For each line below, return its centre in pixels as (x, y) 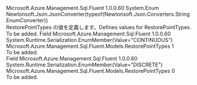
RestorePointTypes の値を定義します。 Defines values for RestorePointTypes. (99, 27)
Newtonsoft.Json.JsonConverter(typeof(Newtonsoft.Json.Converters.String (98, 14)
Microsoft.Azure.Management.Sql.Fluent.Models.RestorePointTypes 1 (90, 46)
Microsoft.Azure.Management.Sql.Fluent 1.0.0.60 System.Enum (83, 8)
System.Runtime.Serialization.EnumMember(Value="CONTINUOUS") (89, 40)
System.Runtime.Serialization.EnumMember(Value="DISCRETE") (84, 65)
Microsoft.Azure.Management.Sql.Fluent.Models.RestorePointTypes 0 (91, 71)
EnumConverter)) (27, 20)
